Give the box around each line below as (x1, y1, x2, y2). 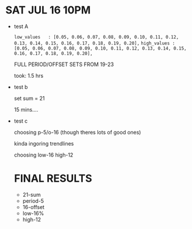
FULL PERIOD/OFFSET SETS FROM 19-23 (13, 61, 114, 68)
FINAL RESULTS (13, 172, 93, 185)
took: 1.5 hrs (13, 72, 44, 79)
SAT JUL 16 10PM (5, 4, 91, 17)
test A (13, 23, 29, 30)
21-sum (22, 191, 41, 198)
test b (13, 83, 28, 91)
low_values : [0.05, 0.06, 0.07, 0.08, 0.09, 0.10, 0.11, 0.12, (13, 34, 179, 40)
